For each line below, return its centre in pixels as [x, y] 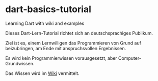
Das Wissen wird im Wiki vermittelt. [43, 73]
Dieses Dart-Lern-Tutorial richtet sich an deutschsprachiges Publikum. [79, 33]
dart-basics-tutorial [48, 9]
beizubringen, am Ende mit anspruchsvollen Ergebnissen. [66, 48]
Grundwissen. [20, 63]
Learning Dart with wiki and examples [45, 23]
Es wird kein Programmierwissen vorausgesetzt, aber [61, 58]
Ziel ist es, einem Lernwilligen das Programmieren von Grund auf [73, 43]
